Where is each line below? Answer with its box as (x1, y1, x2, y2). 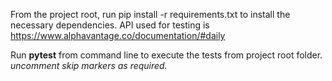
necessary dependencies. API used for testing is (10, 19, 210, 31)
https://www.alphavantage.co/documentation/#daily (10, 30, 226, 41)
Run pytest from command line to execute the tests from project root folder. (10, 49, 323, 61)
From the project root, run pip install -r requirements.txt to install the (10, 9, 291, 20)
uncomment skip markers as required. (10, 60, 168, 71)
